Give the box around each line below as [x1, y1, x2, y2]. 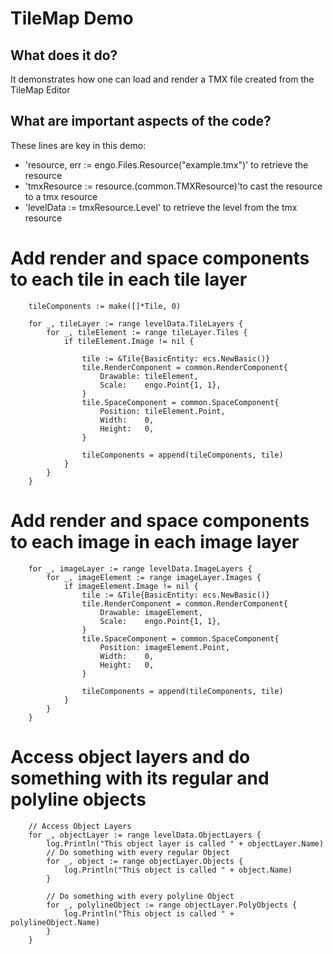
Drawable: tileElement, [99, 371, 199, 381]
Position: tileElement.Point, [99, 406, 226, 416]
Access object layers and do [10, 745, 251, 768]
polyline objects [10, 788, 147, 811]
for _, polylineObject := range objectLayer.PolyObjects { [46, 900, 298, 910]
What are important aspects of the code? [10, 113, 272, 130]
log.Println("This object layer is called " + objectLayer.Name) [46, 838, 325, 849]
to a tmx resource [24, 190, 98, 202]
